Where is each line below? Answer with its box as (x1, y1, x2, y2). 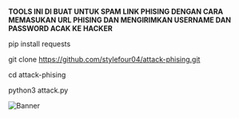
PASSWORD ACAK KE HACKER (8, 24, 114, 33)
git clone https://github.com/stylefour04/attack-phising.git (8, 55, 201, 64)
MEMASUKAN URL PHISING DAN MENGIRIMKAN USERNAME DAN (8, 15, 232, 25)
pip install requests (8, 39, 71, 49)
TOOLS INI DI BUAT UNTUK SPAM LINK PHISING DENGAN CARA (8, 7, 224, 16)
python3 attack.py (8, 85, 69, 95)
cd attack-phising (8, 70, 66, 79)
